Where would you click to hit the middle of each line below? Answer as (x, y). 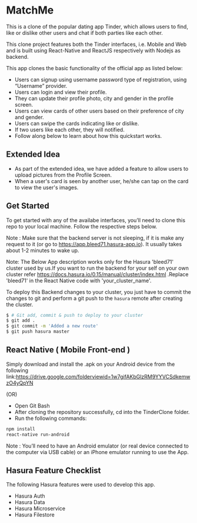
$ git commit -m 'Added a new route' (52, 326)
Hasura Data (30, 502)
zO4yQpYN (20, 383)
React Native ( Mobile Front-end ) (68, 350)
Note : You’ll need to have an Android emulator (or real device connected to (98, 446)
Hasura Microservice (40, 509)
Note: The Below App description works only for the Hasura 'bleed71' (90, 261)
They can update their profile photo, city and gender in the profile (94, 98)
